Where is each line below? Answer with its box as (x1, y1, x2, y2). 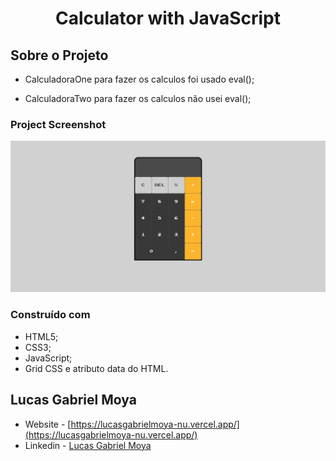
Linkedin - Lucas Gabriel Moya (24, 439, 152, 451)
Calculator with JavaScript (54, 7, 281, 30)
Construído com (10, 308, 91, 322)
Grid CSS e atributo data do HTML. (24, 362, 169, 374)
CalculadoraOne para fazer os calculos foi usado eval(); (24, 73, 255, 85)
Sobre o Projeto (10, 47, 109, 64)
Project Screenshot (10, 117, 107, 131)
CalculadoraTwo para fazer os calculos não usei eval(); (24, 93, 252, 104)
